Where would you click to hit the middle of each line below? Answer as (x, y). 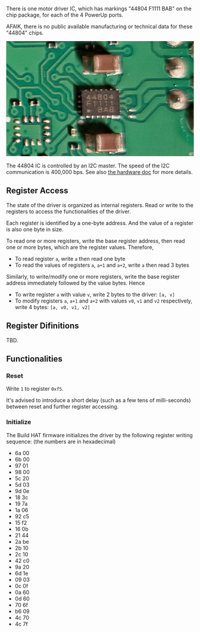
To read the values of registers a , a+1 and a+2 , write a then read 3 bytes (102, 265)
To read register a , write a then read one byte (70, 259)
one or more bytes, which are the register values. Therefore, (80, 247)
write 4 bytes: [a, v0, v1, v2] (52, 307)
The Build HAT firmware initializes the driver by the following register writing (100, 435)
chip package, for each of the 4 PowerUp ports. (65, 15)
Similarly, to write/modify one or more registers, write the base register (93, 276)
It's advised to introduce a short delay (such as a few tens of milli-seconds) (99, 400)
